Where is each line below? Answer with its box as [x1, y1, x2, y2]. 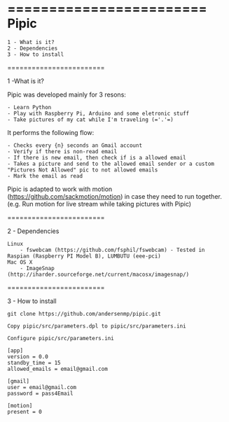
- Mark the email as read [7, 172, 83, 179]
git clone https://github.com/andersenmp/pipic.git [7, 310, 161, 317]
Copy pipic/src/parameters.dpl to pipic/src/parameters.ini [7, 323, 187, 330]
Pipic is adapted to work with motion [7, 185, 113, 193]
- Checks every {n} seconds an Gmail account [7, 141, 142, 149]
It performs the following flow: [7, 128, 95, 136]
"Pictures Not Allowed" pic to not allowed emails [7, 166, 158, 174]
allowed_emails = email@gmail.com [7, 365, 109, 372]
